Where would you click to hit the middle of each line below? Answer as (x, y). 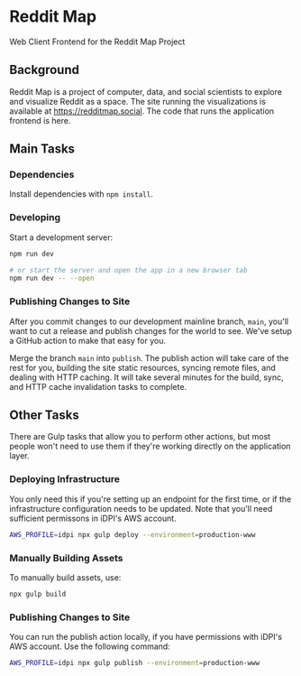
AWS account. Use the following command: (90, 646)
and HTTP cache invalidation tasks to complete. (98, 386)
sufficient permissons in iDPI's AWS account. (93, 518)
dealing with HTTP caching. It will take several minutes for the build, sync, (146, 377)
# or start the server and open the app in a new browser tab (128, 270)
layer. (19, 456)
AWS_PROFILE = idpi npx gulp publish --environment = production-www (134, 663)
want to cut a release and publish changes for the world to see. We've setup (151, 330)
